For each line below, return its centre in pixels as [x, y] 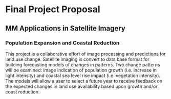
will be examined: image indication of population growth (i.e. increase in [81, 70]
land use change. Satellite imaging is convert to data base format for [77, 59]
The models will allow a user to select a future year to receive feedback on [84, 81]
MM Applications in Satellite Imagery [65, 28]
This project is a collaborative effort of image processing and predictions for [86, 54]
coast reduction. [23, 92]
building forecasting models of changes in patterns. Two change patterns [83, 64]
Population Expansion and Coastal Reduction [62, 43]
